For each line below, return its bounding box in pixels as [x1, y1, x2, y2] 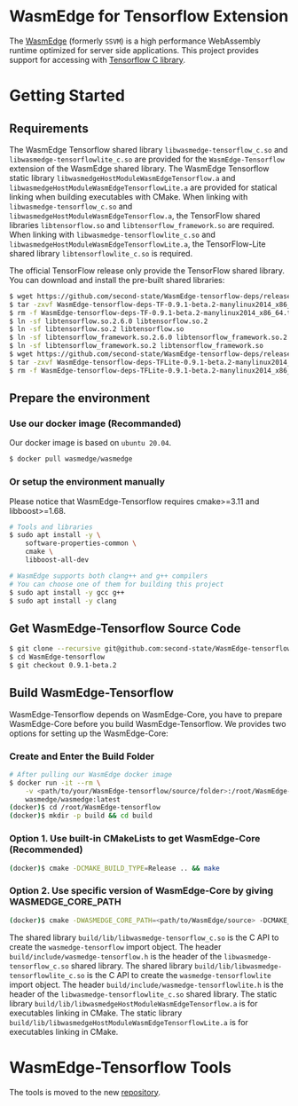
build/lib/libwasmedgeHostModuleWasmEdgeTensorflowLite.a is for [9, 1016, 248, 1027]
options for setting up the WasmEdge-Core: [9, 728, 169, 739]
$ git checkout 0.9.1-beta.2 [9, 660, 117, 669]
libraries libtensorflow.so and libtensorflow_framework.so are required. [9, 219, 275, 230]
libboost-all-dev [25, 556, 90, 565]
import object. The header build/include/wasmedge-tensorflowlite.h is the [9, 979, 284, 990]
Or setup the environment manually [9, 476, 166, 488]
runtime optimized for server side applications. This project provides [9, 44, 259, 55]
